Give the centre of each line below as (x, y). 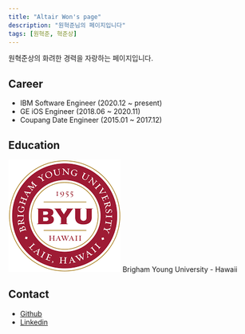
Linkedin (34, 322)
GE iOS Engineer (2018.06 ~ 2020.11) (80, 112)
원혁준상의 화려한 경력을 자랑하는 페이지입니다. (81, 58)
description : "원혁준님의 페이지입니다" (67, 25)
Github (31, 313)
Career (26, 84)
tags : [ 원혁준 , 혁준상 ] (43, 33)
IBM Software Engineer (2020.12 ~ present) (91, 103)
